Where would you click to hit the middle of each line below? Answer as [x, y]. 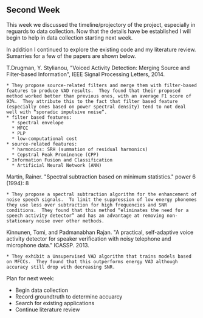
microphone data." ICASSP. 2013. [48, 245]
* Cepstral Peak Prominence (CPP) [55, 155]
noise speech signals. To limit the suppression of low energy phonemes [102, 200]
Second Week [33, 10]
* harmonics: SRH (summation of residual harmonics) [80, 149]
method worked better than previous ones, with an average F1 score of [99, 96]
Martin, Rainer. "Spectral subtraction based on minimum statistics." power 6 [101, 177]
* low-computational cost [45, 139]
